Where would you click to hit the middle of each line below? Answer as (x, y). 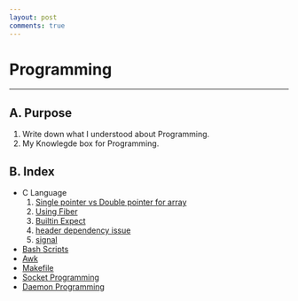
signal (46, 240)
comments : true (37, 26)
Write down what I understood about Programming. (116, 135)
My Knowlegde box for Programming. (90, 143)
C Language (44, 193)
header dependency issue (83, 230)
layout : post (33, 17)
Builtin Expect (60, 221)
